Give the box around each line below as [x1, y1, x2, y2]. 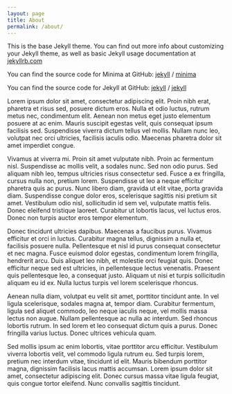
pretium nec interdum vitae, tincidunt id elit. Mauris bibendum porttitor [7, 357, 208, 366]
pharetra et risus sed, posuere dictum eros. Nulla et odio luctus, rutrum [7, 105, 210, 113]
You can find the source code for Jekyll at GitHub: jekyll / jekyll [7, 84, 187, 92]
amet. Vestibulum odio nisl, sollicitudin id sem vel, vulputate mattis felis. [7, 199, 211, 207]
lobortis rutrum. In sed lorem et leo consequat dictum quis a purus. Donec [7, 322, 218, 330]
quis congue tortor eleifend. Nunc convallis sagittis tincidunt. [7, 379, 181, 388]
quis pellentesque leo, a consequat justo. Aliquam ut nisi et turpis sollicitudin [7, 271, 225, 280]
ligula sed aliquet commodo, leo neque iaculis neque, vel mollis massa [7, 307, 208, 316]
